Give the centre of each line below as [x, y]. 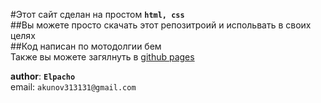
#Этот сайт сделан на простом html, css [97, 14]
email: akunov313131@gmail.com [73, 87]
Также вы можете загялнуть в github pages [102, 57]
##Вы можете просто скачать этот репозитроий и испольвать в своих [161, 25]
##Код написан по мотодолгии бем [86, 46]
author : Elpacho [43, 76]
